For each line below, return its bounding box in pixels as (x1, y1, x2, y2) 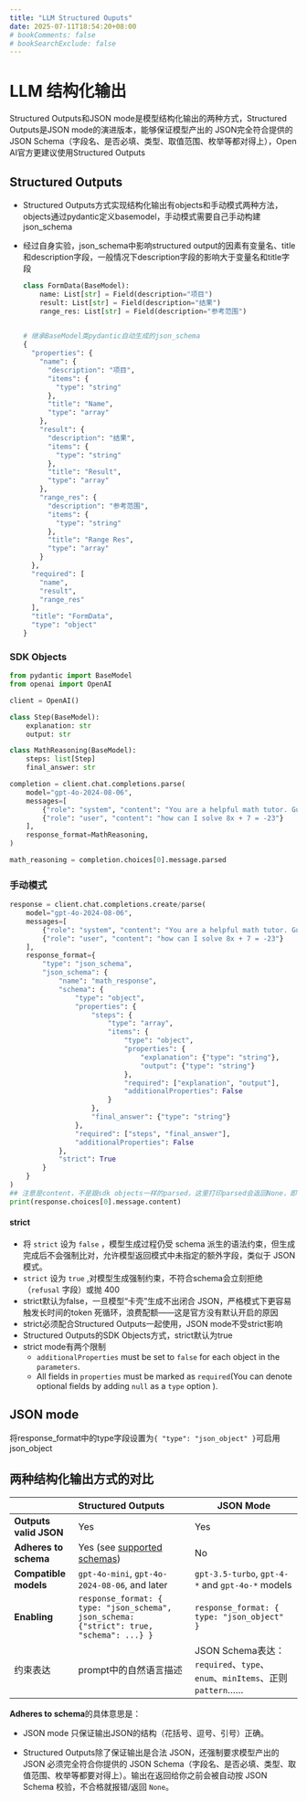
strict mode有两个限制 (22, 1341, 107, 1352)
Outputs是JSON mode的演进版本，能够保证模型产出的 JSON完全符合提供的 (9, 124, 293, 135)
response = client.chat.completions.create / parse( (9, 900, 206, 910)
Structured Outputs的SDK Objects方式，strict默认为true (22, 1330, 233, 1341)
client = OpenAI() (9, 696, 79, 705)
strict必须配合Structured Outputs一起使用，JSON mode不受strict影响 (22, 1318, 283, 1329)
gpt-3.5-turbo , (195, 1567, 259, 1580)
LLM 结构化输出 (9, 81, 127, 101)
